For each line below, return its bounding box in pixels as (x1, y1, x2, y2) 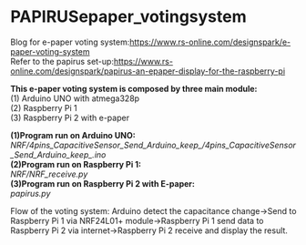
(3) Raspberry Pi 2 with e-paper (10, 112, 130, 123)
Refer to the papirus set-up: (10, 56, 115, 66)
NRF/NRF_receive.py (10, 168, 88, 179)
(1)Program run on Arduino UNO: (10, 129, 136, 140)
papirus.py (10, 188, 51, 199)
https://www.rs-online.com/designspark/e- (129, 36, 291, 47)
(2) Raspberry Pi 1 (10, 102, 77, 113)
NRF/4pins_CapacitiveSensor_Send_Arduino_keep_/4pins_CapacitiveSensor (10, 139, 297, 150)
